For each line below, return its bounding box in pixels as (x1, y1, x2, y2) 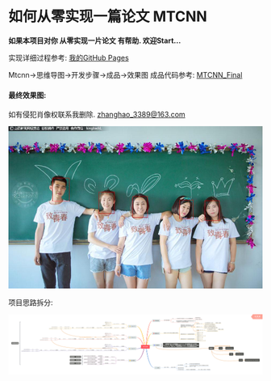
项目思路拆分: (8, 298, 54, 307)
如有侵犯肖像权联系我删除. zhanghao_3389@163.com (8, 110, 186, 120)
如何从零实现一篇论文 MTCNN (8, 7, 207, 26)
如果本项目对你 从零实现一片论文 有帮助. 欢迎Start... (8, 36, 181, 45)
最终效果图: (8, 90, 47, 99)
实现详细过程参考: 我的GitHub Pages (8, 53, 129, 62)
